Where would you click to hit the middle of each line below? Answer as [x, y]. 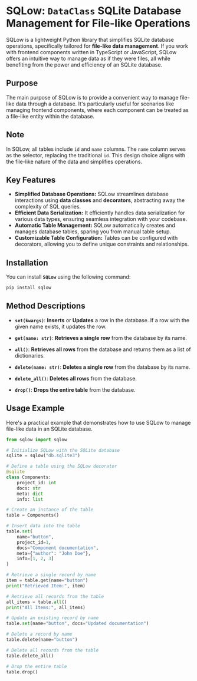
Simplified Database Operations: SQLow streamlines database [92, 194]
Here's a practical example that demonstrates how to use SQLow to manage [98, 422]
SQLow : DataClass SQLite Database [94, 11]
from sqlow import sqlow [37, 439]
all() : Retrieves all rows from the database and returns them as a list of [103, 349]
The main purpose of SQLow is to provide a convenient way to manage [92, 97]
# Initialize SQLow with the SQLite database [63, 450]
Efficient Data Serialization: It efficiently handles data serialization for [100, 213]
